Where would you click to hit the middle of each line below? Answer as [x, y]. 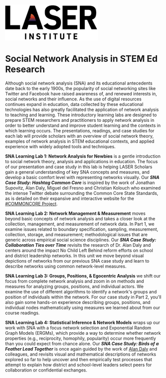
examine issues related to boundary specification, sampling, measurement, [82, 229]
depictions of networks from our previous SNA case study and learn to [77, 261]
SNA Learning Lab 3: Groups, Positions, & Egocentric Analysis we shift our [83, 276]
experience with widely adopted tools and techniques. [60, 146]
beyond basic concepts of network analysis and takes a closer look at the [80, 218]
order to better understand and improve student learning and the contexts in [83, 125]
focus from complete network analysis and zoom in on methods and [75, 281]
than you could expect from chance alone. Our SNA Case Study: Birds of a [82, 343]
